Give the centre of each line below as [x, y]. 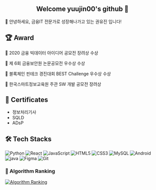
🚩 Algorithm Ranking [30, 171]
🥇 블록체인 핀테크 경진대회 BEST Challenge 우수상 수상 [58, 74]
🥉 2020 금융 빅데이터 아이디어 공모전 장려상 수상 [52, 53]
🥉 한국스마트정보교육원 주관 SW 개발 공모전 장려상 [53, 84]
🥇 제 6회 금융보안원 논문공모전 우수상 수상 [45, 63]
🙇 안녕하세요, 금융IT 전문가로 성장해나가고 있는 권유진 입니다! [63, 21]
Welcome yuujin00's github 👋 [82, 9]
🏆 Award [20, 38]
